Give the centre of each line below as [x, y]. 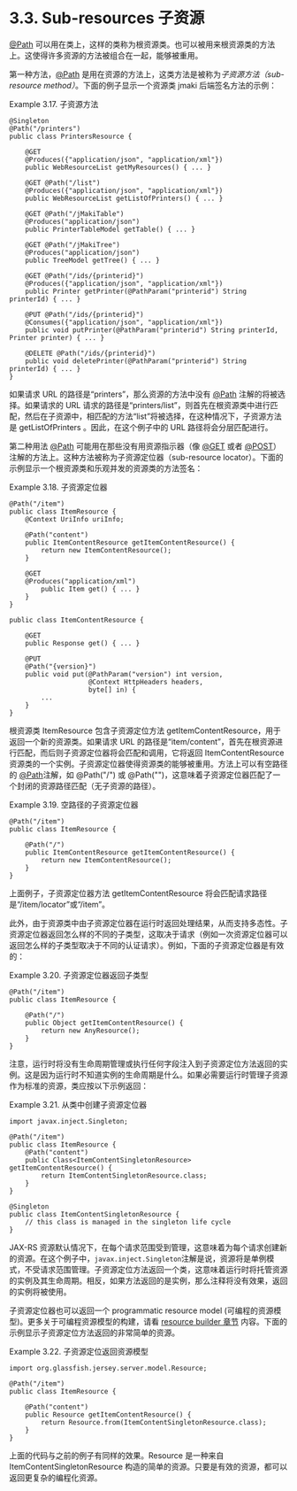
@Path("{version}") [61, 666]
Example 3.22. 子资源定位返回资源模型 [79, 1351]
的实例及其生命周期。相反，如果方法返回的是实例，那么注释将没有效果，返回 [148, 1280]
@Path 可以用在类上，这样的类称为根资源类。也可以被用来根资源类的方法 [142, 44]
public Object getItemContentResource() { [104, 1023]
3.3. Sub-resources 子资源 [107, 18]
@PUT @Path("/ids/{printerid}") [84, 314]
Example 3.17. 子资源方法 [54, 104]
